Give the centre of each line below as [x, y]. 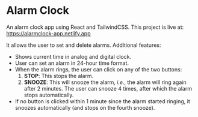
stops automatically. [49, 95]
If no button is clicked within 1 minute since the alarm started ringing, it [103, 101]
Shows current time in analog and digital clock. [73, 56]
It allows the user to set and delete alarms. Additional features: [84, 45]
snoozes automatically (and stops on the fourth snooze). [85, 107]
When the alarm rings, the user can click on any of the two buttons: [98, 69]
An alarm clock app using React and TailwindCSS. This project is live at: [95, 27]
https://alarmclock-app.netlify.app [48, 33]
